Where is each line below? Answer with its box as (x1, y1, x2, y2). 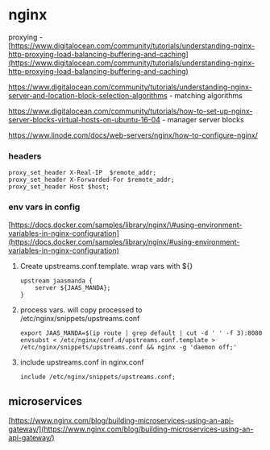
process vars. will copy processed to (19, 304, 143, 315)
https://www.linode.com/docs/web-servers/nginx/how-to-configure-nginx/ (8, 130, 258, 140)
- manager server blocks (162, 114, 244, 124)
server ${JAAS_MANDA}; (35, 283, 111, 291)
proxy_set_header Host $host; (8, 183, 110, 191)
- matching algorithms (168, 90, 243, 100)
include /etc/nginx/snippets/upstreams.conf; (19, 373, 176, 381)
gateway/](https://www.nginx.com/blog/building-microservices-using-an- (8, 424, 254, 434)
